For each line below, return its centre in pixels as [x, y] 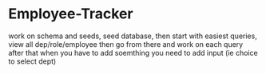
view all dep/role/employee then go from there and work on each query [126, 44]
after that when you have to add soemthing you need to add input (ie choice [133, 53]
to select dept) [32, 61]
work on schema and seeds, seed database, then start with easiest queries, [133, 36]
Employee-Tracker [71, 14]
